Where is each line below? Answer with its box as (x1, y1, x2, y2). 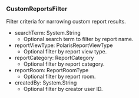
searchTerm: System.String (14, 29, 81, 36)
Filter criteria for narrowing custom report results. (6, 18, 127, 25)
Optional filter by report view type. (23, 48, 107, 55)
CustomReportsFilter (6, 5, 68, 13)
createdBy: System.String (14, 79, 77, 86)
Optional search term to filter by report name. (23, 36, 134, 43)
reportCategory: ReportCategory (14, 55, 94, 62)
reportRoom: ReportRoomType (14, 67, 89, 74)
